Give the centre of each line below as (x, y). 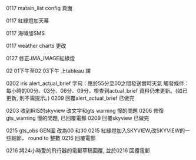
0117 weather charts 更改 (36, 46)
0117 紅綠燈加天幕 (28, 21)
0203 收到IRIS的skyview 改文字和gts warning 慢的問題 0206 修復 (85, 111)
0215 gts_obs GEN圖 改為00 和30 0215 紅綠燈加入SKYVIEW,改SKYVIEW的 (96, 130)
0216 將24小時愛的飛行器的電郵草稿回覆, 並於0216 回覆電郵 (78, 151)
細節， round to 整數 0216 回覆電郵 (53, 138)
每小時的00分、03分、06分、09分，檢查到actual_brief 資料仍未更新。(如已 (97, 91)
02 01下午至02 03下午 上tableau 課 (49, 71)
